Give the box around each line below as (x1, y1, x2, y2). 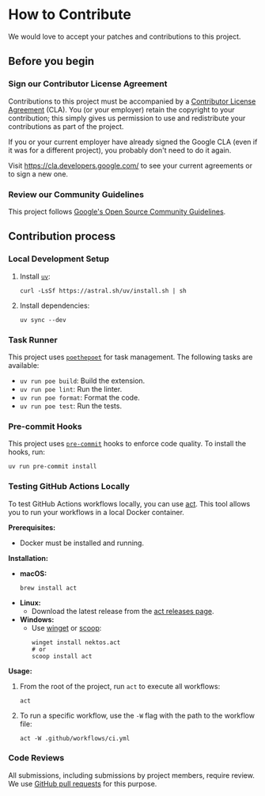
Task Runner (8, 334, 58, 345)
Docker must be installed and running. (19, 538, 145, 548)
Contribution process (8, 229, 116, 243)
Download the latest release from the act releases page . (31, 606, 214, 616)
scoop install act (31, 652, 93, 660)
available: (8, 360, 40, 370)
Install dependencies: (19, 301, 90, 310)
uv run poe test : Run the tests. (19, 401, 123, 411)
